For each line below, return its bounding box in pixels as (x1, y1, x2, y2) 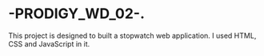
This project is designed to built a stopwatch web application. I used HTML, (8, 31, 257, 40)
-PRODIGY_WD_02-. (8, 5, 146, 23)
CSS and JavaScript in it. (8, 39, 90, 48)
